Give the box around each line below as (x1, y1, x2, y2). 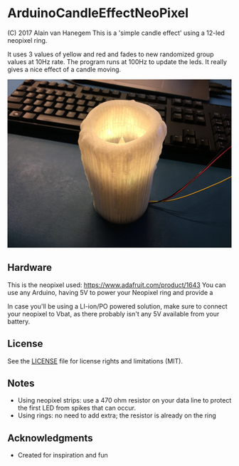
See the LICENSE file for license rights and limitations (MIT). (7, 356, 184, 365)
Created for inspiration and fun (17, 451, 108, 460)
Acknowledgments (7, 432, 94, 444)
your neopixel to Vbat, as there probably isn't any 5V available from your (7, 309, 220, 318)
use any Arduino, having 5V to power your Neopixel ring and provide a (7, 288, 213, 296)
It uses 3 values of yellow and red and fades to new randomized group (7, 50, 214, 58)
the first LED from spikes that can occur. (17, 404, 137, 413)
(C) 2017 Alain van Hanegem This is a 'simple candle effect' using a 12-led (7, 29, 225, 37)
